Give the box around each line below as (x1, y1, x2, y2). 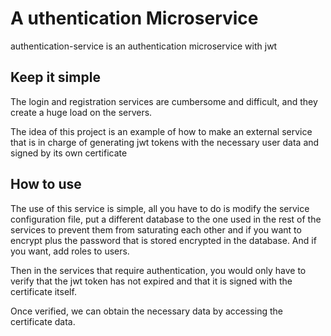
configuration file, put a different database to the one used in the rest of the (10, 213, 322, 225)
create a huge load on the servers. (10, 106, 153, 118)
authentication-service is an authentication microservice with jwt (10, 40, 278, 52)
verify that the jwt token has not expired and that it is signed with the (10, 275, 293, 287)
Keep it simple (10, 69, 101, 86)
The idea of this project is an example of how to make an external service (10, 125, 313, 137)
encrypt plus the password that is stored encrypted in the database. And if (10, 234, 317, 246)
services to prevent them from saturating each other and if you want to (10, 223, 302, 236)
